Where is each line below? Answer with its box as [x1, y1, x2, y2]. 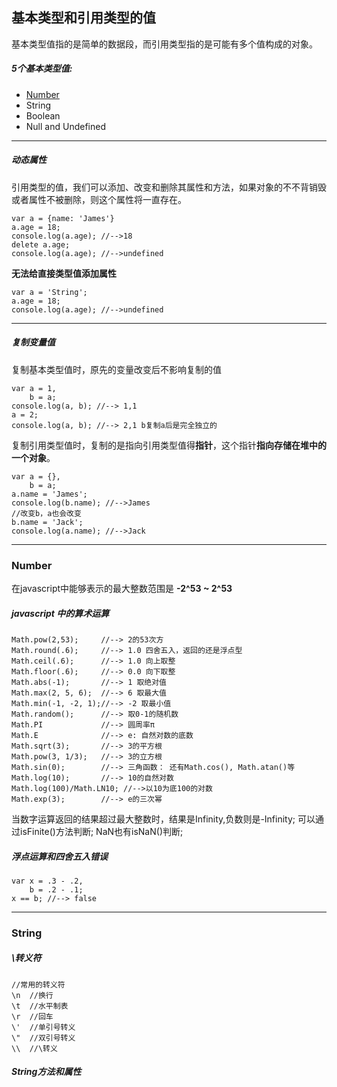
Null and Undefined [25, 120, 106, 132]
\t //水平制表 [11, 1001, 69, 1011]
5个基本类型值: [11, 63, 73, 75]
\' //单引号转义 [11, 1022, 76, 1032]
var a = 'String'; [11, 287, 88, 297]
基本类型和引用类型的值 [11, 9, 156, 27]
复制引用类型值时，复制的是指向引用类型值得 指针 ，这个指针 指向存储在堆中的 [11, 439, 327, 451]
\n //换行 [11, 990, 54, 1000]
